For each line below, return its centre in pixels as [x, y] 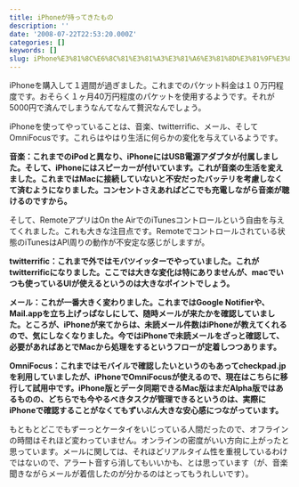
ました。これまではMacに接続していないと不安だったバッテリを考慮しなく [146, 179]
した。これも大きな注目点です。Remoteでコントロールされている [158, 231]
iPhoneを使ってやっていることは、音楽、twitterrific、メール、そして [134, 126]
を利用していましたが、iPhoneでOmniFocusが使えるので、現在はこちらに [145, 377]
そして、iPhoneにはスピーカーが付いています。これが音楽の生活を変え [154, 167]
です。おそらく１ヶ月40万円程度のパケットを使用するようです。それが [146, 96]
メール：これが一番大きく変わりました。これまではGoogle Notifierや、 [139, 302]
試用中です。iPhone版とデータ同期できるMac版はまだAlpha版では [154, 388]
